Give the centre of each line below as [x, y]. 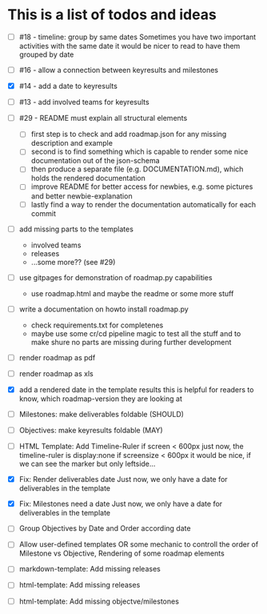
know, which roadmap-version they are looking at [101, 399]
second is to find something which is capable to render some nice [139, 152]
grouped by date [46, 54]
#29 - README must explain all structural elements [103, 118]
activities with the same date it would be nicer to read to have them [130, 46]
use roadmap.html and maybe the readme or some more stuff [132, 293]
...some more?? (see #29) [73, 262]
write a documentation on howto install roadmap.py [104, 309]
